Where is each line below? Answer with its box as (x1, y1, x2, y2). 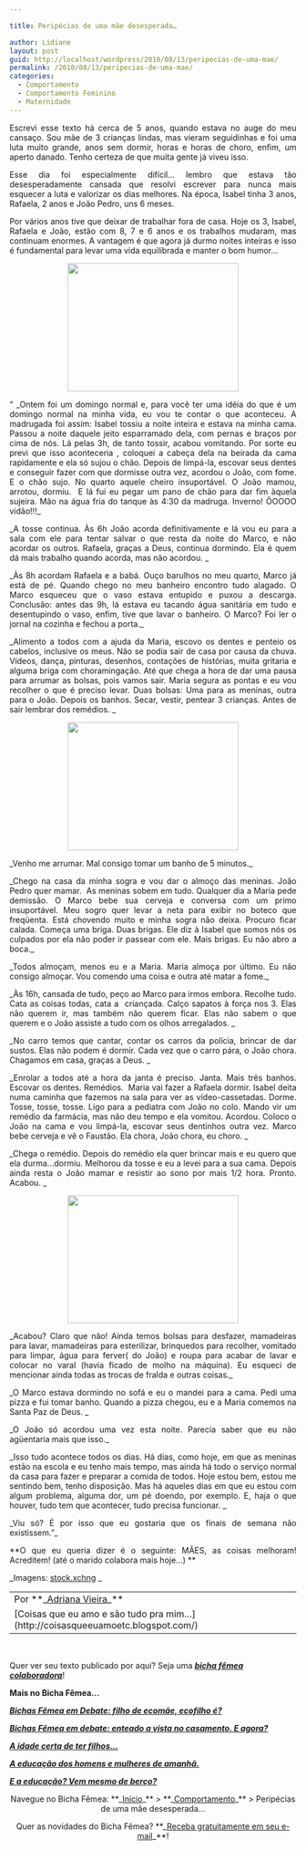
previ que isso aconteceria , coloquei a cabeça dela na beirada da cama (9, 447, 297, 458)
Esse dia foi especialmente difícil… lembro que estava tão (9, 169, 297, 180)
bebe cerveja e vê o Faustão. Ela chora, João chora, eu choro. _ (9, 1130, 249, 1141)
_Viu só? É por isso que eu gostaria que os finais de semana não (9, 1517, 297, 1528)
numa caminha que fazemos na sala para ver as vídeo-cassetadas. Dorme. (9, 1091, 297, 1102)
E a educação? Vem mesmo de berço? (9, 1775, 158, 1786)
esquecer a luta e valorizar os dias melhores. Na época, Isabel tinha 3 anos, (9, 188, 297, 199)
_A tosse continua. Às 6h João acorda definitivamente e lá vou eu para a (9, 523, 297, 534)
